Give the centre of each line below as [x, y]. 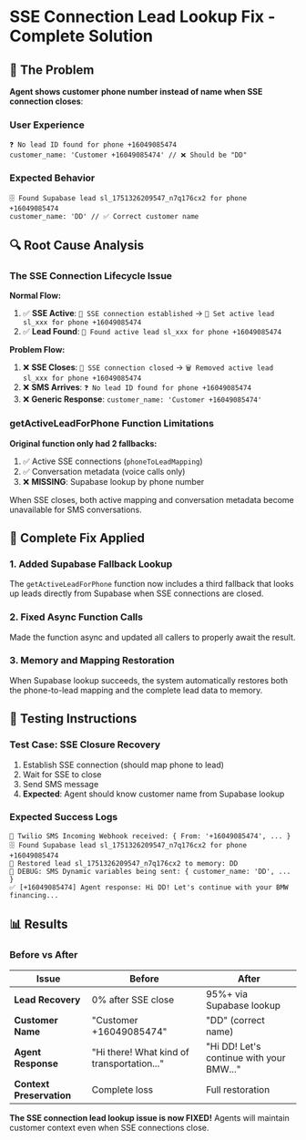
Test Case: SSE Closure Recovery [85, 745]
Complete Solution [81, 36]
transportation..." [128, 1063]
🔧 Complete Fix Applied [77, 538]
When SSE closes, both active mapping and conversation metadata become [152, 499]
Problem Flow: [37, 350]
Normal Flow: [36, 296]
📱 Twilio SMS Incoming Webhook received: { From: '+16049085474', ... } [150, 836]
